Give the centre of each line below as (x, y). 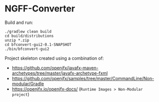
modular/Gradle (28, 84)
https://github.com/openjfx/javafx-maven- (55, 68)
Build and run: (19, 22)
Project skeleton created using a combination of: (54, 58)
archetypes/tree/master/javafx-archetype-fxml (60, 73)
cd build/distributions (29, 36)
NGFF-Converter (40, 9)
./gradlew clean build (28, 31)
